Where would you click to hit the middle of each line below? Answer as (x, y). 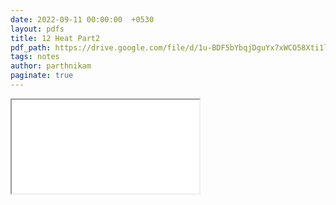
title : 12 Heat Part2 (55, 38)
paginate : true (42, 76)
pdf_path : (31, 47)
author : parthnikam (51, 66)
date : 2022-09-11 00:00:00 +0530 (82, 19)
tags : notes (35, 57)
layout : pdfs (37, 29)
